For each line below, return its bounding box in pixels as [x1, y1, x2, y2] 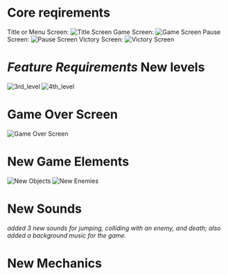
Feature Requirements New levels [7, 60, 205, 76]
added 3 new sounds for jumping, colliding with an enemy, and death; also [7, 224, 221, 232]
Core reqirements [7, 5, 111, 21]
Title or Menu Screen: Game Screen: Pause [7, 28, 221, 36]
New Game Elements [7, 154, 130, 169]
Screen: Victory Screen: [7, 35, 123, 43]
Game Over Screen [7, 107, 119, 123]
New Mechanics [7, 255, 103, 271]
